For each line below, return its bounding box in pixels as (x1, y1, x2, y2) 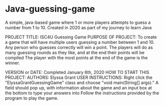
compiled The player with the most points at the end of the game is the (5, 54, 148, 60)
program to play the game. (5, 95, 59, 101)
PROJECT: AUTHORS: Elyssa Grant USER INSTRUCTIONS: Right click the (5, 74, 153, 80)
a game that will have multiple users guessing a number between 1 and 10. (5, 39, 155, 45)
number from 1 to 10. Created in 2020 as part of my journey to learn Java (5, 24, 152, 30)
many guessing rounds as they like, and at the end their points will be (5, 50, 145, 55)
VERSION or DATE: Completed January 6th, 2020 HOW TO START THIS (5, 69, 149, 75)
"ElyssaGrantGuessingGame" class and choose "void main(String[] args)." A (5, 79, 159, 86)
